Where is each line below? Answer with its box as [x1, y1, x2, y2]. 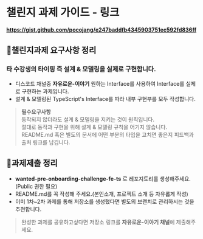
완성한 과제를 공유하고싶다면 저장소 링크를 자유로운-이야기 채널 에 [21, 218, 175, 226]
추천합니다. [15, 206, 42, 213]
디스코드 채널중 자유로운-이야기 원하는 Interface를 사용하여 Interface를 [15, 80, 185, 87]
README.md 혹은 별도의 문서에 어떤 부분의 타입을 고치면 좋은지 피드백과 [21, 131, 194, 138]
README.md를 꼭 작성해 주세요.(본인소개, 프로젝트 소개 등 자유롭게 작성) [15, 190, 188, 198]
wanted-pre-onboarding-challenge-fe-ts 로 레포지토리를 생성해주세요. [15, 175, 191, 182]
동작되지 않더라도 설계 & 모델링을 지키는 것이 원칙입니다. [21, 116, 155, 123]
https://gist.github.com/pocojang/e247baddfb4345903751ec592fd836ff [6, 26, 197, 33]
